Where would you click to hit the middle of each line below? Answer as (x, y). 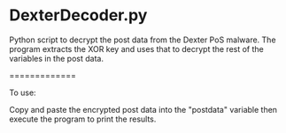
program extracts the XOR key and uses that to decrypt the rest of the (136, 48)
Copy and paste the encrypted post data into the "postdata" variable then (143, 109)
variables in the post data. (57, 58)
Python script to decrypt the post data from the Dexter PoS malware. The (143, 40)
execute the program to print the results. (83, 119)
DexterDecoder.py (78, 15)
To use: (23, 92)
